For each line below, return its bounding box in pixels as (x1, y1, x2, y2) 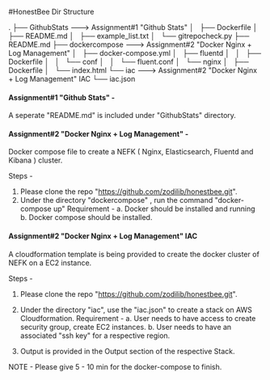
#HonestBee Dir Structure (8, 7, 95, 16)
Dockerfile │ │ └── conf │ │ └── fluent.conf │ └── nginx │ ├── (8, 57, 249, 66)
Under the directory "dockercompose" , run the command (19, 196, 213, 205)
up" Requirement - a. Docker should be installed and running (53, 204, 255, 213)
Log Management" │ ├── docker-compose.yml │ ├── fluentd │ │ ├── (8, 49, 261, 57)
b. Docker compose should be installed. (19, 213, 153, 222)
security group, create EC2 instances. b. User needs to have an (19, 322, 232, 331)
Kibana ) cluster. (8, 155, 63, 165)
